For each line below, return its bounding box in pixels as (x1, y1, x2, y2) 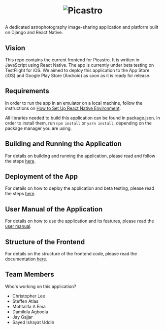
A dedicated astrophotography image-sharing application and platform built (5, 24, 159, 30)
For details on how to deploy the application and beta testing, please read (5, 185, 154, 191)
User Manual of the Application (5, 205, 103, 213)
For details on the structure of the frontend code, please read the (5, 251, 137, 257)
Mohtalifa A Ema (12, 303, 46, 309)
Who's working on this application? (5, 283, 76, 289)
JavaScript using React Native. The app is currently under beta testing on (5, 62, 154, 68)
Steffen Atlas (12, 298, 38, 304)
